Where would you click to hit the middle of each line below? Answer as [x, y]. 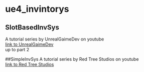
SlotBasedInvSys [32, 27]
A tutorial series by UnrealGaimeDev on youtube [55, 39]
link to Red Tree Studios [30, 64]
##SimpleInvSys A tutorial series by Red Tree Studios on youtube [72, 59]
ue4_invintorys [37, 9]
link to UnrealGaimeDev [29, 44]
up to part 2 [17, 50]
